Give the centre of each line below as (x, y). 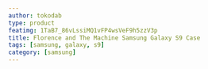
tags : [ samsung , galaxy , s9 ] (56, 45)
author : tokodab (35, 15)
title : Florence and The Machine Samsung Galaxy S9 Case (104, 38)
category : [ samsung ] (42, 52)
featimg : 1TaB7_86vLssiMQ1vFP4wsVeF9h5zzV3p (83, 30)
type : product (32, 23)
